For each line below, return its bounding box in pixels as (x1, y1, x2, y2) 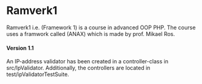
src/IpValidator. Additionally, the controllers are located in (6, 65, 151, 72)
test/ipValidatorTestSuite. (6, 71, 69, 78)
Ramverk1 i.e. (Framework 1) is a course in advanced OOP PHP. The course (6, 24, 196, 31)
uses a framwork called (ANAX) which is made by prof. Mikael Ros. (6, 30, 176, 37)
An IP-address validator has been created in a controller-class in (6, 58, 168, 65)
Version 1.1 (6, 44, 34, 52)
